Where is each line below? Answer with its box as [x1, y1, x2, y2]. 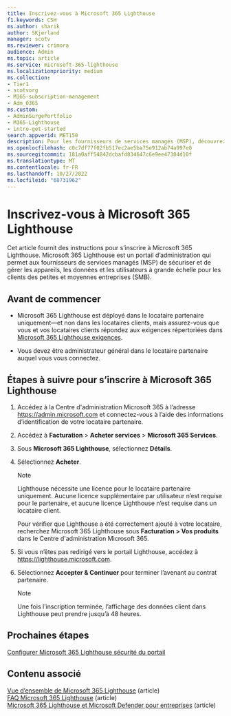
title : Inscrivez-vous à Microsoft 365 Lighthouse [7, 10, 155, 17]
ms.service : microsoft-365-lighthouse [7, 61, 118, 68]
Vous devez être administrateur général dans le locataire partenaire [16, 347, 208, 355]
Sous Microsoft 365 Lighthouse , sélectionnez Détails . [16, 444, 173, 452]
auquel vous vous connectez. [16, 354, 101, 362]
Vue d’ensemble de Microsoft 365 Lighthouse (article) [7, 686, 160, 695]
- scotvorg [7, 87, 38, 94]
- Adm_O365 [7, 100, 38, 107]
